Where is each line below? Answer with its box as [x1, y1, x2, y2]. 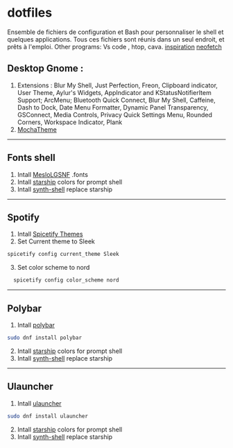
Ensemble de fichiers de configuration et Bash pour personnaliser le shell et [7, 28, 224, 36]
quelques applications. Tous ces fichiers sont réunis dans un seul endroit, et [7, 35, 225, 43]
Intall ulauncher [17, 399, 62, 407]
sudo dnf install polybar [7, 334, 82, 341]
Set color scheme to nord [17, 264, 90, 272]
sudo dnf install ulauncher [7, 413, 89, 420]
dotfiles [7, 5, 53, 21]
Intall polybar [17, 320, 55, 329]
